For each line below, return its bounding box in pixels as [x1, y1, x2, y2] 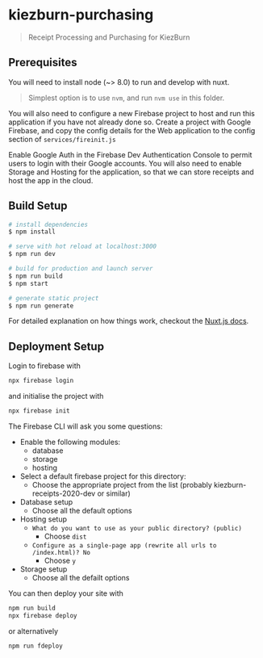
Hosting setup [19, 514, 67, 524]
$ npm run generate [8, 301, 74, 310]
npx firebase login [8, 377, 74, 385]
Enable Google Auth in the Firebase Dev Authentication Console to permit [8, 149, 253, 159]
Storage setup [19, 564, 68, 574]
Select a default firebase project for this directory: [19, 471, 187, 481]
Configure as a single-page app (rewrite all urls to [31, 542, 217, 550]
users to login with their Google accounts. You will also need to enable [8, 158, 242, 168]
